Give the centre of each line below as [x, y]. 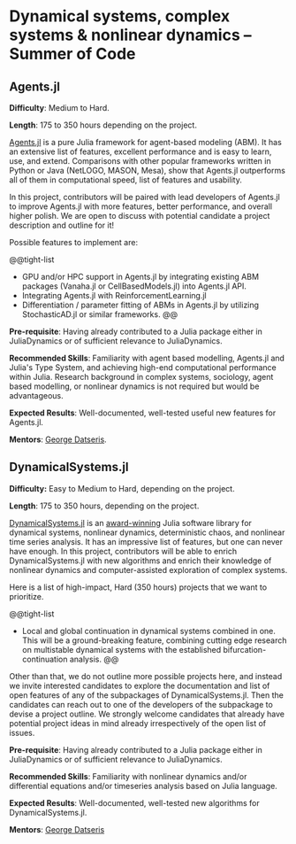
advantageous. [36, 395]
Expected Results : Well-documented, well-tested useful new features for [143, 413]
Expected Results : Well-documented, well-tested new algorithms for [135, 802]
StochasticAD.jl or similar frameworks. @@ [100, 314]
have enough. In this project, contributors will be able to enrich [123, 551]
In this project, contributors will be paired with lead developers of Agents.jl [144, 197]
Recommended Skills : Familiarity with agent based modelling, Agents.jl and [147, 358]
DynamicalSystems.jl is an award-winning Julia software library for [130, 523]
